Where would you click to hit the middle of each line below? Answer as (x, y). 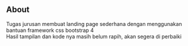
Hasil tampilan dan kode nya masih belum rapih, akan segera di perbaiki (94, 36)
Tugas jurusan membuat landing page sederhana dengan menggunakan (94, 24)
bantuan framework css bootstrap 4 (50, 30)
